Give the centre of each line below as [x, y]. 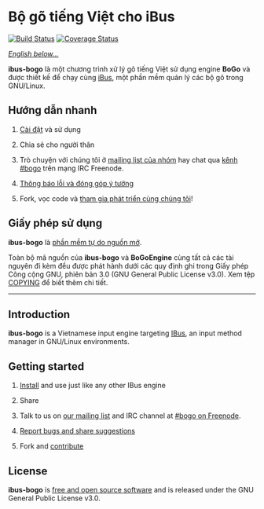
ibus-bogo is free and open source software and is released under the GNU [131, 490]
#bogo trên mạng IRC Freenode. [71, 168]
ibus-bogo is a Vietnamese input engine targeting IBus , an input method [125, 333]
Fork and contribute [51, 446]
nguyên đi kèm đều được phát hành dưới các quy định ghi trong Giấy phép [128, 265]
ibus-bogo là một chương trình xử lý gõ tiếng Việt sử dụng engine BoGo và [129, 69]
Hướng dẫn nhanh [53, 110]
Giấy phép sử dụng [55, 223]
